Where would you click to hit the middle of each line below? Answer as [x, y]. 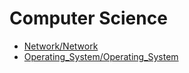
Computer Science [88, 18]
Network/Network [61, 46]
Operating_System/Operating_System [101, 56]
